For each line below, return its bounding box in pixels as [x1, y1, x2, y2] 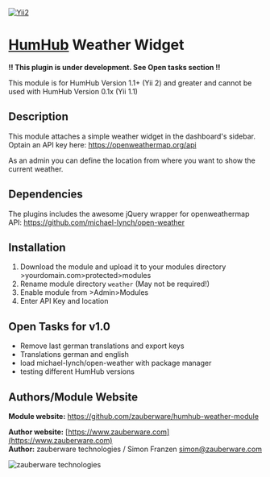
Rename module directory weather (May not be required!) [19, 279, 210, 289]
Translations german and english [19, 350, 129, 359]
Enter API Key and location [19, 297, 109, 306]
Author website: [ [8, 427, 69, 437]
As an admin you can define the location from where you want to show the [8, 156, 255, 165]
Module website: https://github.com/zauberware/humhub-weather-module [8, 412, 260, 421]
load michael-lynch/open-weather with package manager [19, 359, 212, 368]
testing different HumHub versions [19, 367, 135, 376]
